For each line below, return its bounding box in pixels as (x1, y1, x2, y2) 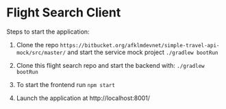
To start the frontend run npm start (16, 80, 116, 88)
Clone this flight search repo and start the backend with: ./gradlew (16, 61, 205, 69)
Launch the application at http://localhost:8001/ (16, 94, 151, 102)
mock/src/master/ (16, 49, 66, 56)
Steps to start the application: (6, 27, 90, 36)
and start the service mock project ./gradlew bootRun (67, 48, 218, 56)
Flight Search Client (6, 5, 121, 21)
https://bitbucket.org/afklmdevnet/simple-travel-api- (60, 42, 220, 49)
